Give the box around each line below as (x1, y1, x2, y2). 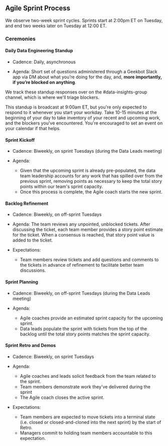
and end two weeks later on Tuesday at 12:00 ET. (5, 23, 107, 29)
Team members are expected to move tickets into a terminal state (20, 414, 155, 420)
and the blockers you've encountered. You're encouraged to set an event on (5, 120, 163, 126)
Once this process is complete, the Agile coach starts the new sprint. (20, 189, 163, 195)
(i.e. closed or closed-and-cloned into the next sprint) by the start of (20, 419, 161, 425)
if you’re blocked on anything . (12, 79, 77, 85)
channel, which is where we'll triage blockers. (5, 94, 99, 100)
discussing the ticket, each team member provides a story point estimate (12, 227, 163, 233)
